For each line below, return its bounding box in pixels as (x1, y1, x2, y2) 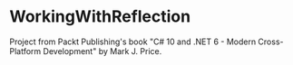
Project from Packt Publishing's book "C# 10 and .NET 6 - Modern (9, 36, 257, 47)
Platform (9, 45, 42, 56)
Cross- (258, 36, 284, 47)
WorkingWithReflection (9, 6, 191, 27)
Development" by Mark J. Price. (43, 45, 162, 56)
